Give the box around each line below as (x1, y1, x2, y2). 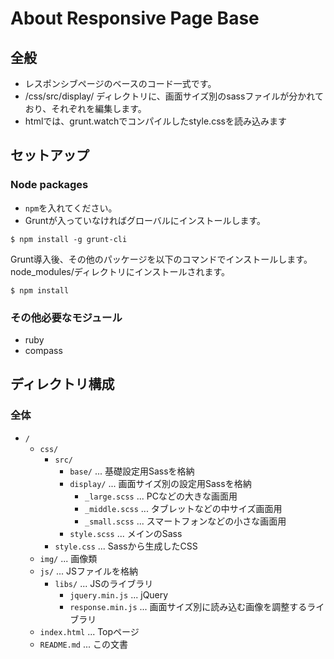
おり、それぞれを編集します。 (24, 103, 147, 114)
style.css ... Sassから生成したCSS (54, 540, 198, 552)
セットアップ (10, 147, 90, 164)
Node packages (10, 178, 89, 192)
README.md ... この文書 (39, 638, 129, 650)
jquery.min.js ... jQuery (69, 588, 169, 601)
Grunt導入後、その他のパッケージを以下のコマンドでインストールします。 (10, 253, 313, 265)
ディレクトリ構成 (10, 376, 115, 393)
